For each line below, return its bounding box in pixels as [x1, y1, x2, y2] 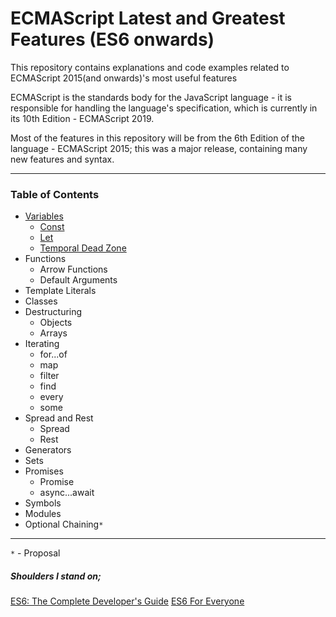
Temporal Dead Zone [39, 242, 127, 254]
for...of [39, 348, 68, 361]
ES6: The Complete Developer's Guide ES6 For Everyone [10, 595, 245, 607]
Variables [24, 210, 64, 222]
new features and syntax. [10, 153, 115, 165]
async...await [39, 487, 95, 499]
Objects [39, 317, 73, 329]
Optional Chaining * [24, 518, 104, 531]
